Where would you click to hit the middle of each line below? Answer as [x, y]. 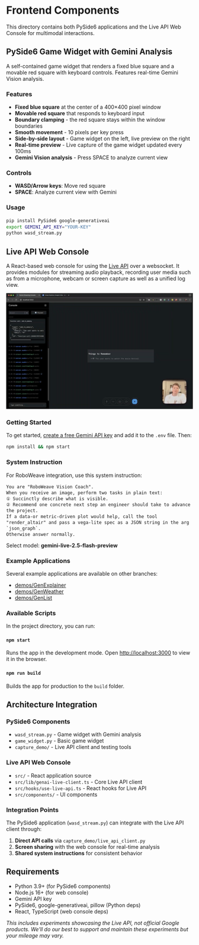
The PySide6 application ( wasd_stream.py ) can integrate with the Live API [95, 823]
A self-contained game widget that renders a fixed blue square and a [90, 66]
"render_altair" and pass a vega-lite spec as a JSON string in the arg [98, 522]
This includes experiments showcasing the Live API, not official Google [93, 923]
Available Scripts [31, 613]
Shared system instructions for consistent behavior [78, 853]
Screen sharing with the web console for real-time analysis [87, 846]
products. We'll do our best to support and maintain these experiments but [97, 929]
